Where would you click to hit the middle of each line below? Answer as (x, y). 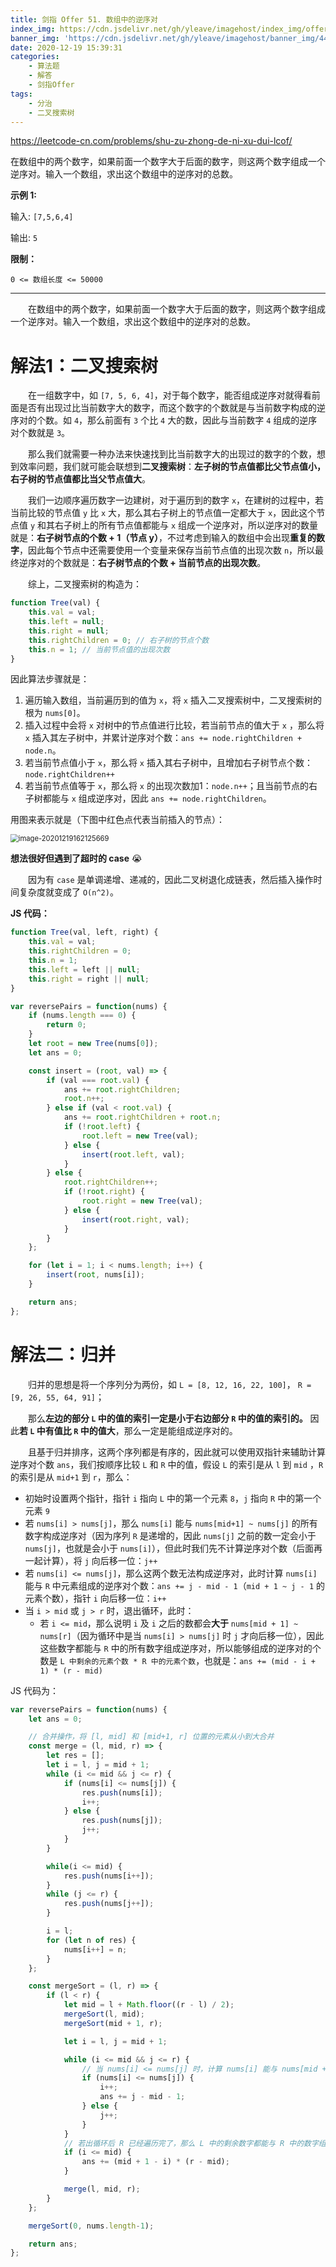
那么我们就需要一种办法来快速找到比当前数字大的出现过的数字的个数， (172, 454)
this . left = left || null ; (84, 969)
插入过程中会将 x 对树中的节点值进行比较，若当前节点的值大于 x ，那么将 (174, 725)
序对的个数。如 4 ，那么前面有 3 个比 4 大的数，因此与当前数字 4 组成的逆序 (164, 420)
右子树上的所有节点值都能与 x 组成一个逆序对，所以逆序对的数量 (186, 525)
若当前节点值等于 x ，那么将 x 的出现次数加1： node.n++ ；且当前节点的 (166, 786)
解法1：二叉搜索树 (84, 365)
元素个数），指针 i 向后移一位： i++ (95, 1598)
